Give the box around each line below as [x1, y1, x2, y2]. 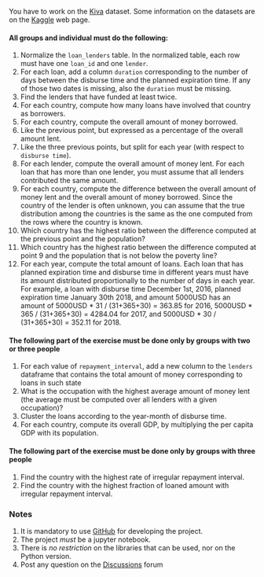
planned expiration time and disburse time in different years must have [20, 267, 249, 277]
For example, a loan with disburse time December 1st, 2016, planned [20, 285, 242, 294]
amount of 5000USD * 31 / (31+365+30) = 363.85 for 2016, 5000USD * [20, 301, 253, 311]
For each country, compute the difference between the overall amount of [20, 184, 256, 193]
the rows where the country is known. [20, 218, 144, 227]
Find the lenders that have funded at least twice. [20, 92, 178, 101]
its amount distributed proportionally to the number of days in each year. [20, 276, 255, 285]
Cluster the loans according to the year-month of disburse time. [20, 412, 227, 421]
